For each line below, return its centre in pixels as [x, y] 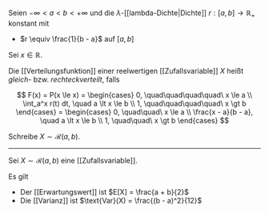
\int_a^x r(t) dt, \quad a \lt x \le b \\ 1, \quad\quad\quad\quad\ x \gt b [134, 103]
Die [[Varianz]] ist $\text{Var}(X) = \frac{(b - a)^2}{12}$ [111, 200]
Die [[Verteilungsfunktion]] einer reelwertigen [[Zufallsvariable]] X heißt [126, 70]
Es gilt [18, 176]
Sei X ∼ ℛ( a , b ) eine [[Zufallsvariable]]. [73, 160]
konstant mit [29, 23]
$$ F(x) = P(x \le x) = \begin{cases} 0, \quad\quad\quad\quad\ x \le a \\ [134, 94]
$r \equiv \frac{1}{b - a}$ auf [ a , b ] [77, 38]
